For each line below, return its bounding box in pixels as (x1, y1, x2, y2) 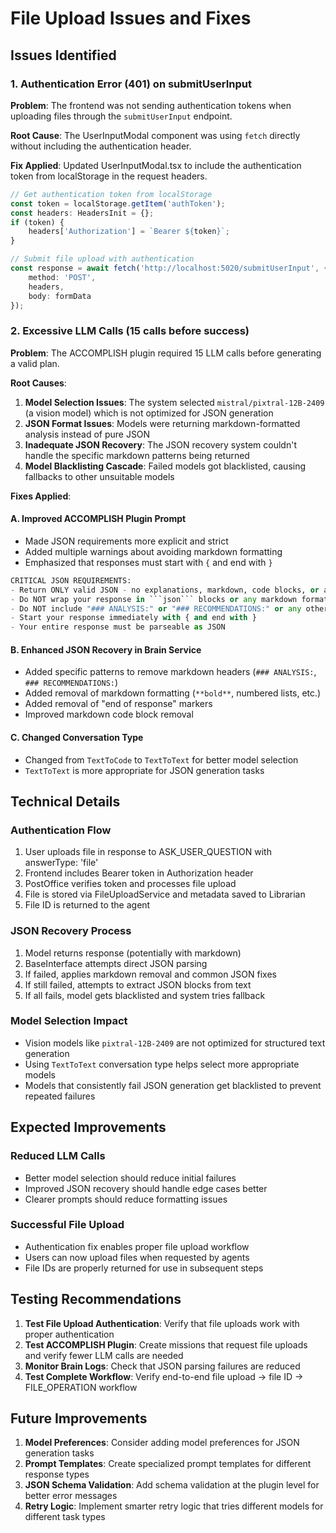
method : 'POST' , (28, 272, 97, 282)
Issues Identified (10, 47, 117, 64)
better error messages (24, 1490, 118, 1502)
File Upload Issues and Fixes (10, 7, 252, 30)
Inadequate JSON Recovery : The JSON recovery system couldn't (24, 438, 297, 451)
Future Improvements (10, 1410, 148, 1427)
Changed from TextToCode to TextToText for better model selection (24, 753, 299, 766)
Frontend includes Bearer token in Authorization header (24, 867, 254, 879)
